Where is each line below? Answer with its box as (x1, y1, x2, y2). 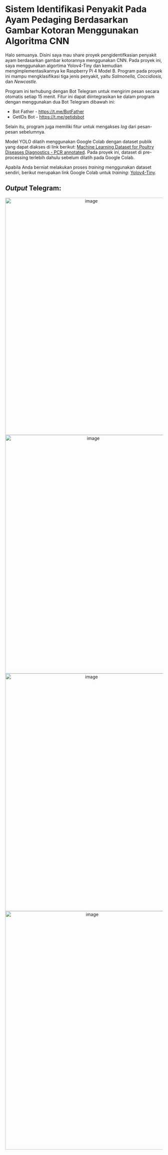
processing (5, 154, 28, 161)
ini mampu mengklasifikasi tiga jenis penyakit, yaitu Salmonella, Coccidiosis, (5, 73, 162, 79)
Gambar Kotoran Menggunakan (5, 25, 139, 36)
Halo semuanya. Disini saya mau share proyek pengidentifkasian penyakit (5, 52, 156, 58)
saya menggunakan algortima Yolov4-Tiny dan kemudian (5, 63, 122, 69)
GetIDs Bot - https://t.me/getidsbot (12, 114, 84, 120)
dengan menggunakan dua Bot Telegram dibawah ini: (5, 99, 115, 105)
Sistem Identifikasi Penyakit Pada (5, 4, 147, 15)
